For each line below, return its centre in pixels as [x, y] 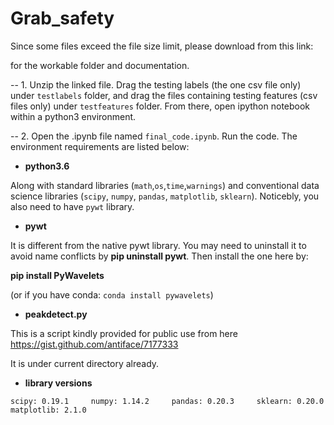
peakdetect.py [56, 314]
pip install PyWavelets [57, 275]
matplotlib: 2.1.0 [48, 410]
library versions [58, 383]
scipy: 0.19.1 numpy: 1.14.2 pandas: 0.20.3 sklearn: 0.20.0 [167, 401]
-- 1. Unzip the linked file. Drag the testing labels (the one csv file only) [156, 84]
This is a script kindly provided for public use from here [124, 333]
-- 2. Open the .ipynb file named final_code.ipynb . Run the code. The [154, 136]
